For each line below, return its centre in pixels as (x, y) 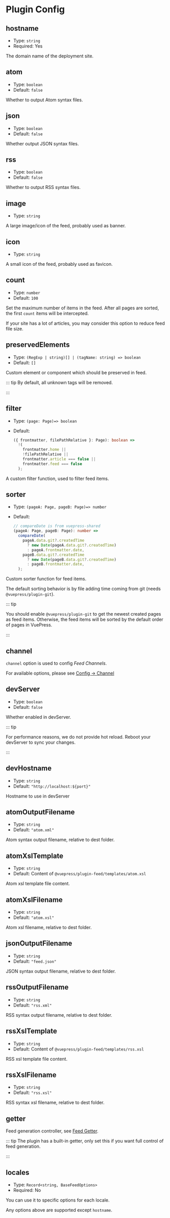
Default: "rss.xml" (32, 1005)
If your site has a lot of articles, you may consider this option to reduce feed (86, 323)
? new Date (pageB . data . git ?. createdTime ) (72, 559)
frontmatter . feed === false (52, 464)
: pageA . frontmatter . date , (56, 550)
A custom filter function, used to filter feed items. (57, 478)
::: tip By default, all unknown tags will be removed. (59, 382)
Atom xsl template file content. (38, 884)
